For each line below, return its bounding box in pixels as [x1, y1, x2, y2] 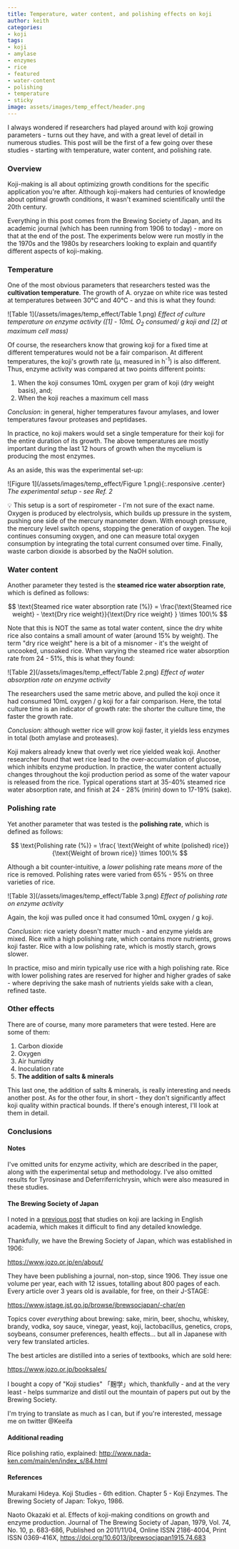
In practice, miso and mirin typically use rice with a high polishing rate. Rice [7, 963, 230, 972]
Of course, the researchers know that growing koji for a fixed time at [7, 341, 208, 349]
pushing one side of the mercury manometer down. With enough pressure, [7, 516, 227, 525]
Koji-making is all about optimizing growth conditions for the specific [7, 180, 209, 189]
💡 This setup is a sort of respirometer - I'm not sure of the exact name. [7, 501, 215, 509]
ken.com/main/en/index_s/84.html [7, 1457, 108, 1465]
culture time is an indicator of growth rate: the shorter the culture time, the [7, 704, 226, 713]
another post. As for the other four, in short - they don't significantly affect [7, 1093, 226, 1102]
